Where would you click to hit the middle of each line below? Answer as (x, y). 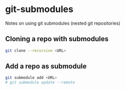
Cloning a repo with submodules (57, 39)
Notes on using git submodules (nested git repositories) (63, 23)
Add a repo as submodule (46, 66)
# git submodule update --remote (40, 82)
